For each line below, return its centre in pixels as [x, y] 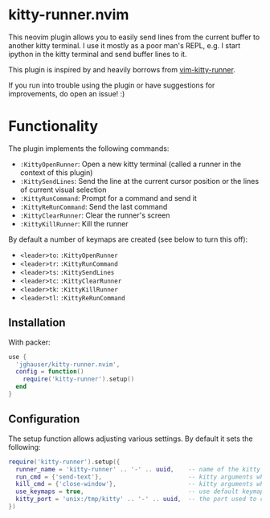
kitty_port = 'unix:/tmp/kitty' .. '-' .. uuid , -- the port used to [136, 500]
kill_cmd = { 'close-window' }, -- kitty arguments [134, 484]
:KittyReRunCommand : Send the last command [94, 206]
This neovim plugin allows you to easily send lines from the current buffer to [134, 37]
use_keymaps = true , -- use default [127, 491]
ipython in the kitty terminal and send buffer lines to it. [98, 54]
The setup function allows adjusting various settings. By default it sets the [131, 438]
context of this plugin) [56, 172]
